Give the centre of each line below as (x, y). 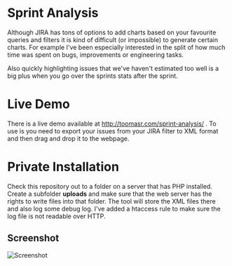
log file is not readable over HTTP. (57, 216)
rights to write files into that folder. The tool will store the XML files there (111, 201)
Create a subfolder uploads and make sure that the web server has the (110, 194)
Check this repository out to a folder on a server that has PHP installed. (110, 186)
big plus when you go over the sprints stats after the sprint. (93, 76)
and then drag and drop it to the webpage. (68, 138)
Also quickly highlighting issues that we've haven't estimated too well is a (113, 68)
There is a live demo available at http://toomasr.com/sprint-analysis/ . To (112, 124)
